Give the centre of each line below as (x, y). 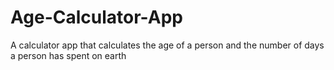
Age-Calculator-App (96, 17)
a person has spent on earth (68, 55)
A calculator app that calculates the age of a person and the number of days (167, 45)
